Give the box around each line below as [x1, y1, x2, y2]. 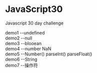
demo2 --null [5, 35, 32, 41]
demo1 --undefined [5, 29, 45, 35]
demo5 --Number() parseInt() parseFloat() [5, 51, 92, 57]
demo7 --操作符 [5, 62, 38, 68]
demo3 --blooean [5, 40, 42, 46]
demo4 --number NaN [5, 45, 51, 51]
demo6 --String [5, 56, 37, 62]
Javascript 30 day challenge [5, 20, 64, 26]
